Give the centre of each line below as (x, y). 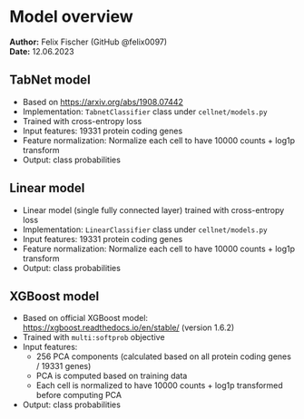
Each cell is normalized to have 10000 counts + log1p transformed (159, 385)
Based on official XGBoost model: (85, 318)
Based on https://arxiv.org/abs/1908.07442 (103, 102)
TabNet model (50, 80)
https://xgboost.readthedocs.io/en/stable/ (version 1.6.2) (128, 327)
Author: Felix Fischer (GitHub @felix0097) (88, 42)
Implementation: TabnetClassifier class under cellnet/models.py (145, 112)
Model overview (71, 17)
